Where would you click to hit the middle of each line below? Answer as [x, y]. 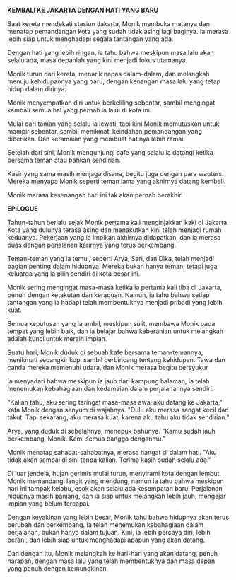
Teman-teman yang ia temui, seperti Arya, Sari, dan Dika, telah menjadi [111, 259]
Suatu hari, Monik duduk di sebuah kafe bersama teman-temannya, [105, 352]
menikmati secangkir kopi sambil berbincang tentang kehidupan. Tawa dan [117, 360]
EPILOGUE [23, 209]
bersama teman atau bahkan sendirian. [64, 160]
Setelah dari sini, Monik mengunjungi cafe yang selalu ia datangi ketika [110, 152]
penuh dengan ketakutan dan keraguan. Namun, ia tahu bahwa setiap [108, 295]
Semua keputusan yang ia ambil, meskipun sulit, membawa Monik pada [111, 324]
